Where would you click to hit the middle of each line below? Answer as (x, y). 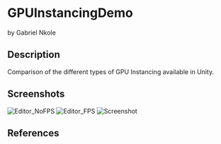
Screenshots (36, 94)
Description (34, 55)
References (33, 133)
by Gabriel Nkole (32, 32)
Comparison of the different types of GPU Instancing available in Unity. (111, 71)
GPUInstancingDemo (70, 13)
